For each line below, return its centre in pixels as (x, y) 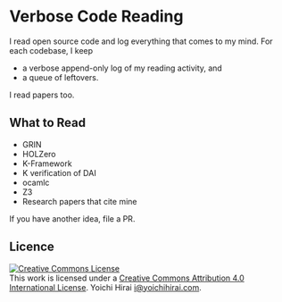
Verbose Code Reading (96, 17)
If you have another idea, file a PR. (72, 218)
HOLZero (39, 154)
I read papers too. (42, 95)
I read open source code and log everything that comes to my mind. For (141, 41)
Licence (32, 247)
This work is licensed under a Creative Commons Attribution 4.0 (127, 278)
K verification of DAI (59, 172)
